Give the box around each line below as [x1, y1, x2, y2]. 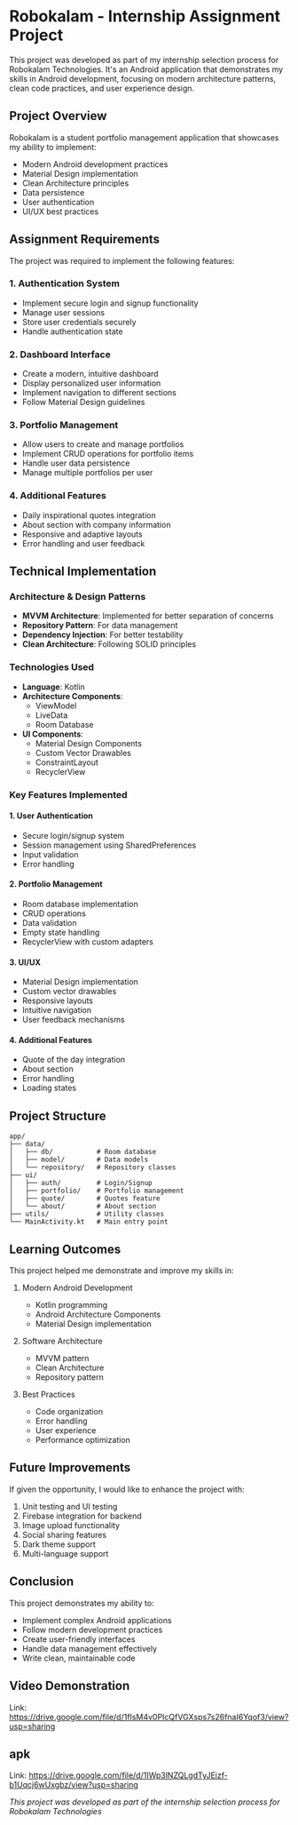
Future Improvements [9, 1460, 131, 1476]
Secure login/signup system [21, 830, 125, 841]
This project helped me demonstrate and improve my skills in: [9, 1265, 234, 1276]
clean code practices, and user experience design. [9, 83, 195, 93]
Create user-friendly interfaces [21, 1633, 136, 1645]
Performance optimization [35, 1435, 131, 1446]
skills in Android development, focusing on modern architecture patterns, [9, 73, 277, 84]
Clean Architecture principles [21, 178, 129, 188]
